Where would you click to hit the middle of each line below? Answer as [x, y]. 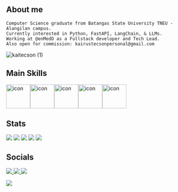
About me [25, 10]
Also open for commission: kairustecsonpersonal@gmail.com [80, 44]
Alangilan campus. [29, 28]
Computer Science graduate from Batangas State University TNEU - [90, 23]
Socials [20, 157]
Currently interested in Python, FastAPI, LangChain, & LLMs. [84, 34]
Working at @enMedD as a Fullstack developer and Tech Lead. [83, 39]
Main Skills [27, 73]
